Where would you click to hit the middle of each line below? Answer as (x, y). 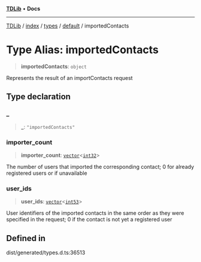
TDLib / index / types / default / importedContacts (68, 26)
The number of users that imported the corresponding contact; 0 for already (100, 167)
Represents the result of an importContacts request (69, 78)
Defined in (26, 238)
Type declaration (38, 97)
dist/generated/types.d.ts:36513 (46, 252)
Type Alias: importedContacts (83, 50)
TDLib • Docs (23, 9)
